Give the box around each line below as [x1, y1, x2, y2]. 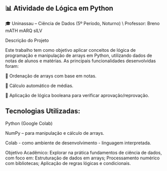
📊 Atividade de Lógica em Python [5, 4, 114, 13]
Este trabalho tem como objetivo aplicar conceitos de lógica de [5, 47, 136, 53]
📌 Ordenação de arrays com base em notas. [5, 72, 97, 79]
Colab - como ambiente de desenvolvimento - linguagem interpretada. [5, 140, 151, 146]
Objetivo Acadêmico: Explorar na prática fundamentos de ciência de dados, [5, 149, 162, 155]
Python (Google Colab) [5, 120, 53, 126]
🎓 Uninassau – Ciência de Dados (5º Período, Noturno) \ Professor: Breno [5, 20, 160, 26]
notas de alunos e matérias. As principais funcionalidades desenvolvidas [5, 57, 156, 64]
